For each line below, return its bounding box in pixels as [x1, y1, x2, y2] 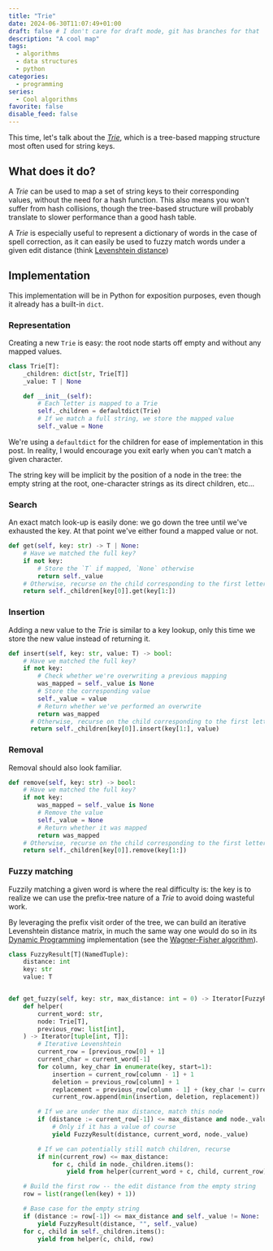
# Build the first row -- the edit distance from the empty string [23, 1183, 256, 1191]
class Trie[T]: [8, 362, 60, 370]
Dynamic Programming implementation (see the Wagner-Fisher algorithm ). [8, 935, 258, 944]
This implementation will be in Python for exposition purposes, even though [8, 290, 262, 300]
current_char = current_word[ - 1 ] [37, 1055, 151, 1064]
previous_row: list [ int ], [37, 1025, 126, 1033]
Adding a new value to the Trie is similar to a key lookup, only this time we [8, 625, 256, 634]
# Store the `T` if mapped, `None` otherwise [37, 564, 195, 573]
